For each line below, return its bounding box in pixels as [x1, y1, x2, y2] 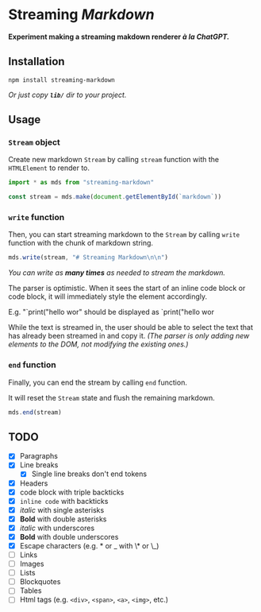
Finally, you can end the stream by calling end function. [8, 378, 188, 387]
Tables [19, 586, 42, 595]
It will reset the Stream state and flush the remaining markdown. [8, 393, 216, 402]
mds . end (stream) [8, 408, 62, 416]
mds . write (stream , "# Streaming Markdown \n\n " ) [8, 254, 169, 261]
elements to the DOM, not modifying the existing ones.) [8, 339, 189, 349]
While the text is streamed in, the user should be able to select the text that [8, 323, 254, 332]
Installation [8, 55, 65, 68]
